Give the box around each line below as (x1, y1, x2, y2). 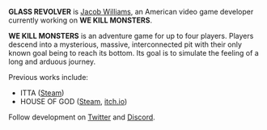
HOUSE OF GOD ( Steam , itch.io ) (19, 97, 128, 106)
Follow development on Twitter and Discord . (8, 112, 155, 122)
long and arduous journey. (8, 57, 95, 66)
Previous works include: (8, 73, 89, 82)
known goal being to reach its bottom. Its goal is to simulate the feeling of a (8, 48, 259, 57)
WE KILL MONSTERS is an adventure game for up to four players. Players (8, 31, 254, 40)
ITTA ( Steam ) (19, 88, 65, 98)
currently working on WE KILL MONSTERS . (8, 15, 152, 25)
